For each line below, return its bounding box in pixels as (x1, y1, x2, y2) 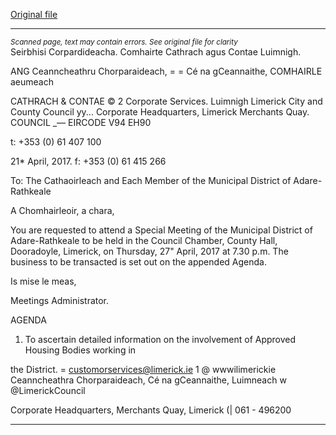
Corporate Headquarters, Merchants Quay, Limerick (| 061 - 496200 (10, 404, 292, 416)
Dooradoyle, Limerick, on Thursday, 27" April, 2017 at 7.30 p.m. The (10, 245, 289, 257)
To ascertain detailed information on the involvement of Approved (24, 334, 297, 345)
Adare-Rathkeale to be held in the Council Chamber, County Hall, (10, 235, 278, 246)
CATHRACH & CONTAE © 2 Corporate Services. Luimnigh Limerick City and (10, 95, 323, 107)
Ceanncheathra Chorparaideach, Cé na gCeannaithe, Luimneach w (10, 374, 287, 386)
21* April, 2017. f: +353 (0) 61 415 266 (10, 155, 167, 167)
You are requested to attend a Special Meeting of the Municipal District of (10, 224, 313, 236)
